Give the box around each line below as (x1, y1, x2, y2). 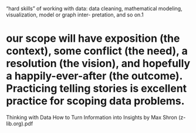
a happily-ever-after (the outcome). (6, 69, 183, 83)
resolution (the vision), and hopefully (6, 57, 191, 70)
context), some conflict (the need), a (6, 44, 188, 58)
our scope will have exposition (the (6, 32, 180, 45)
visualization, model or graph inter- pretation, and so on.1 (6, 11, 144, 18)
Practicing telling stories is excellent (6, 82, 187, 95)
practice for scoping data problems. (6, 94, 185, 108)
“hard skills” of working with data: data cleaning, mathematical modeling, (6, 5, 183, 12)
